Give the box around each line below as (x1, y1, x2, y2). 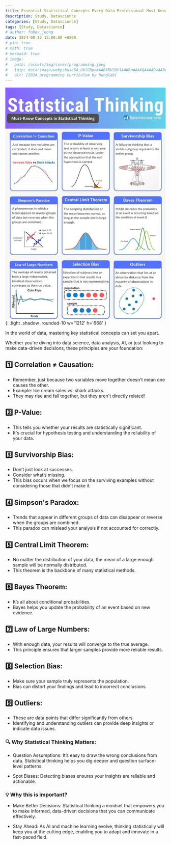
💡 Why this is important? (5, 791, 68, 798)
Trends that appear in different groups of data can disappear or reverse (12, 514, 163, 521)
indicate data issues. (12, 726, 56, 732)
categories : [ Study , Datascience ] (5, 19, 79, 24)
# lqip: (5, 67, 26, 72)
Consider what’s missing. (12, 472, 66, 478)
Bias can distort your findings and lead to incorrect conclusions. (12, 683, 147, 690)
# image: (5, 57, 24, 62)
